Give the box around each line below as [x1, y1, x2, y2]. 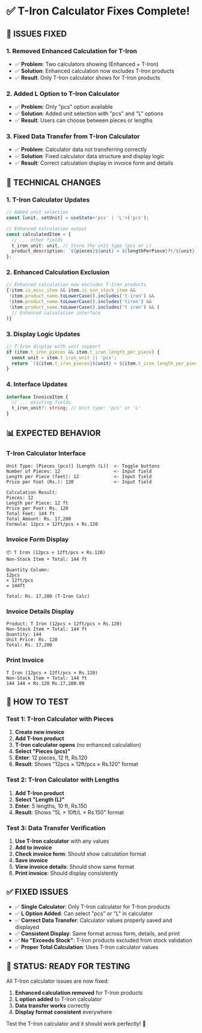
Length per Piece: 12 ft [6, 500, 69, 506]
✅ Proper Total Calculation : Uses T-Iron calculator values [14, 943, 159, 950]
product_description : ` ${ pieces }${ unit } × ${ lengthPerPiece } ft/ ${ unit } [11, 248, 195, 254]
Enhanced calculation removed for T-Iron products [14, 989, 143, 996]
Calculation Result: [6, 489, 58, 496]
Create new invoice [14, 729, 65, 736]
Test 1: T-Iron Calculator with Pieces [6, 714, 114, 723]
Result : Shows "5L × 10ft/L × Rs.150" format [14, 808, 124, 816]
